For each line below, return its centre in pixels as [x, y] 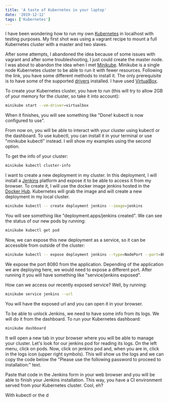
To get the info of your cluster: [37, 156]
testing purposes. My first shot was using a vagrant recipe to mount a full [81, 39]
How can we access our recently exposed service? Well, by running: [76, 285]
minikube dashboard [26, 328]
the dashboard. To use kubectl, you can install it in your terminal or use [79, 136]
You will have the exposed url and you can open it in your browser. [74, 303]
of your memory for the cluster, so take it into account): [62, 96]
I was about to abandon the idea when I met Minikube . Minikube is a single [82, 65]
